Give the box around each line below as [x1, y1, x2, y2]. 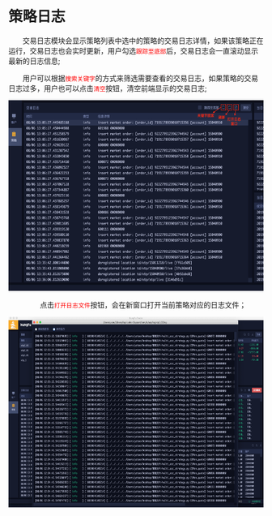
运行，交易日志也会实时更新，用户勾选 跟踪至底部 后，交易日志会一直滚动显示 [8, 45, 259, 55]
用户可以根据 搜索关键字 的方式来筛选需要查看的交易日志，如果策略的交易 [23, 73, 259, 83]
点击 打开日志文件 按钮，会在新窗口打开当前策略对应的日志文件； [40, 299, 247, 309]
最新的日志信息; [8, 56, 61, 66]
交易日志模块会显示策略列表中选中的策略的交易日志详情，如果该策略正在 [23, 36, 264, 45]
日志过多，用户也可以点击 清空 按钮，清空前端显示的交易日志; [8, 83, 208, 93]
